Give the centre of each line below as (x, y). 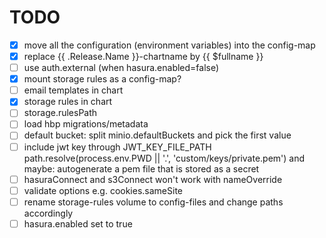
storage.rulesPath (60, 113)
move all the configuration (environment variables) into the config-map (169, 45)
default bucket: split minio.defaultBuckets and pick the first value (157, 135)
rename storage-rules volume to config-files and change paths (153, 202)
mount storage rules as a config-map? (102, 79)
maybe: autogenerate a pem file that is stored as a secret (141, 168)
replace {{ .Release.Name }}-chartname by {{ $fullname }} (143, 56)
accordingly (48, 213)
